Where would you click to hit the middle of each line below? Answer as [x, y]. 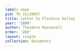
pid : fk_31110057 [23, 14]
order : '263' [18, 32]
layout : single [20, 37]
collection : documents [28, 41]
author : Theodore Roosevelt [34, 28]
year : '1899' [18, 23]
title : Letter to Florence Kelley [40, 18]
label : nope [17, 9]
